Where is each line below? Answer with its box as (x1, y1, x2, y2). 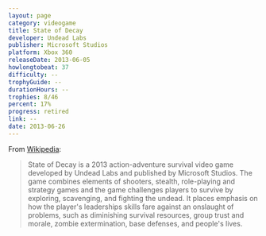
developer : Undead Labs (8, 33, 87, 42)
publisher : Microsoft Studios (8, 41, 109, 49)
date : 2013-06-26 (8, 122, 66, 130)
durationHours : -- (8, 85, 69, 94)
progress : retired (8, 108, 69, 116)
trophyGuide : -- (8, 78, 62, 86)
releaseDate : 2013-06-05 (8, 56, 91, 64)
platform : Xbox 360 (8, 48, 73, 56)
